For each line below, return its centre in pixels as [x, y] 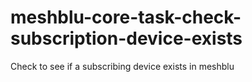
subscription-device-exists [126, 38]
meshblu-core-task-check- [126, 17]
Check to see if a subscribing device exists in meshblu [122, 66]
